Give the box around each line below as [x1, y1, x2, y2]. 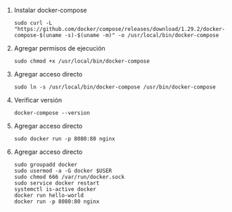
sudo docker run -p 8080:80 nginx [13, 135, 115, 143]
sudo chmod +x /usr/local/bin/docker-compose [13, 58, 150, 65]
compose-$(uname [13, 32, 62, 39]
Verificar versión [13, 96, 62, 104]
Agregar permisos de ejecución [13, 44, 105, 52]
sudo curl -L [13, 20, 53, 27]
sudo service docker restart [13, 180, 100, 187]
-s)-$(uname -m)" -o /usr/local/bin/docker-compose [64, 32, 219, 39]
